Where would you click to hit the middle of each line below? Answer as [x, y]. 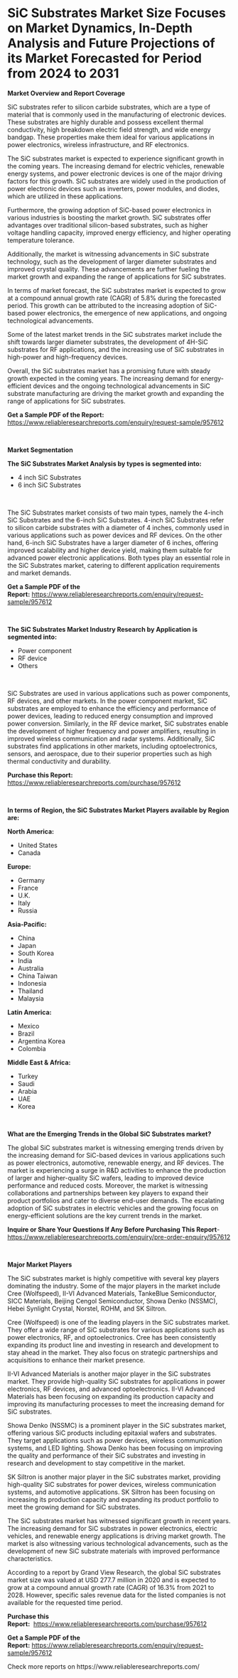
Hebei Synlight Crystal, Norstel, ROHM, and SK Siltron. [87, 1308]
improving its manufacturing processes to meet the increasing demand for [116, 1404]
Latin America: [29, 1012]
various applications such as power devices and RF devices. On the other [115, 535]
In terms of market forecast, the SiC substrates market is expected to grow [117, 290]
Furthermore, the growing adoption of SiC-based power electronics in [109, 210]
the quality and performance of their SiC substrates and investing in [107, 1456]
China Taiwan [38, 976]
